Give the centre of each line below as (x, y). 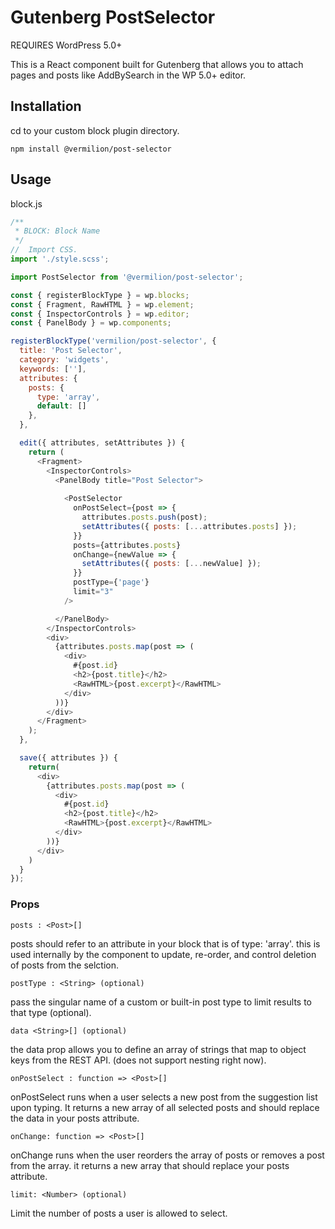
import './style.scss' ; (60, 259)
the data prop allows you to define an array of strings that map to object (158, 1049)
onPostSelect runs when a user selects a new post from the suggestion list (164, 1097)
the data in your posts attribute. (75, 1118)
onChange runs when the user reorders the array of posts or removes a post (167, 1155)
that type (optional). (51, 1012)
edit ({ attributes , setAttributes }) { (102, 443)
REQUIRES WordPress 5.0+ (66, 45)
